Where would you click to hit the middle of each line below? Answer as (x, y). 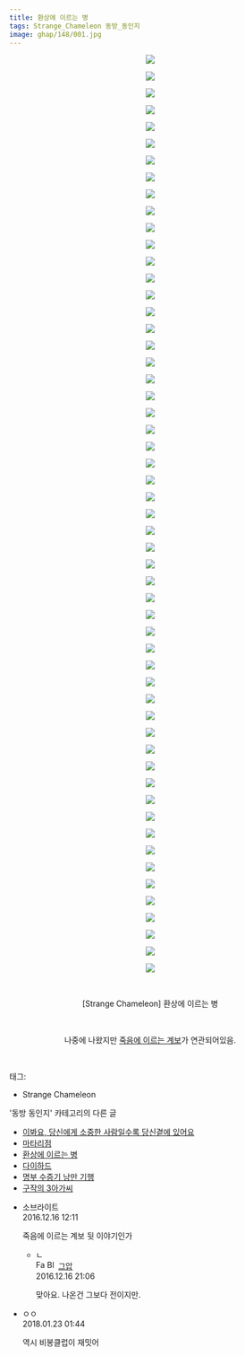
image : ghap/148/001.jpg (55, 34)
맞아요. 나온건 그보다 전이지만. (88, 1295)
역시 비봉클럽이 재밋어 (61, 1343)
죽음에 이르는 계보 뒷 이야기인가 (77, 1236)
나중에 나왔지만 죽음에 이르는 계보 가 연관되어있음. (150, 1040)
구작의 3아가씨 (47, 1188)
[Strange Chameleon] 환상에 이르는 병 (150, 1004)
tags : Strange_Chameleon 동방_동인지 (75, 26)
